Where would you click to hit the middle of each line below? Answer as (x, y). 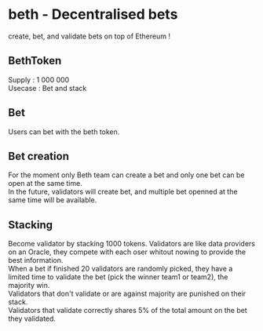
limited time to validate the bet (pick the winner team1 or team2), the (118, 277)
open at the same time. (45, 184)
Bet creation (38, 156)
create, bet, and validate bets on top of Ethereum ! (89, 36)
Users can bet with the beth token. (64, 132)
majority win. (29, 286)
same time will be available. (53, 200)
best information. (36, 260)
